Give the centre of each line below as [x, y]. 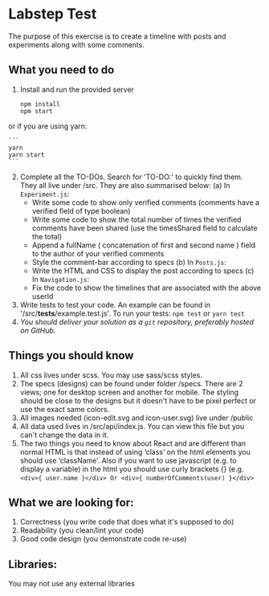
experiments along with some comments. [76, 44]
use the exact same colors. [65, 409]
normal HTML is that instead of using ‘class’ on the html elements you [135, 451]
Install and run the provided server [77, 89]
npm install [40, 104]
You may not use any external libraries [71, 584]
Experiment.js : [45, 194]
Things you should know [71, 355]
